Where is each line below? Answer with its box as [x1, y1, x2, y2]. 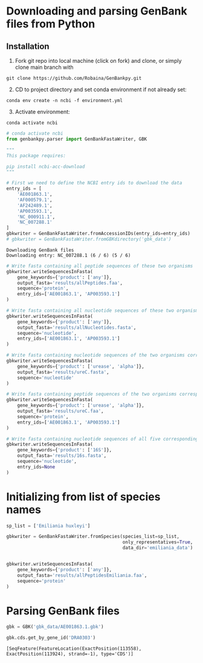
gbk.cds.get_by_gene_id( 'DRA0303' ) [6, 635, 96, 641]
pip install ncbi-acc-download [6, 163, 85, 170]
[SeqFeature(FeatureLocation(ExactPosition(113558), [6, 645, 142, 652]
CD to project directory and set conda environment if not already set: [14, 86, 187, 93]
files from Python [6, 17, 95, 31]
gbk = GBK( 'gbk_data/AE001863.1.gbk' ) [6, 624, 104, 630]
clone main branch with [14, 63, 74, 71]
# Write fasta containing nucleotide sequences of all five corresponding [6, 436, 199, 442]
